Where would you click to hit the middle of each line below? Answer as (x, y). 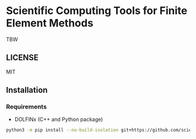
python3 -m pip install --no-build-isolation (62, 130)
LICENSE (22, 58)
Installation (27, 90)
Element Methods (50, 23)
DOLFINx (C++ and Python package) (59, 119)
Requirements (27, 107)
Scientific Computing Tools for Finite (97, 11)
